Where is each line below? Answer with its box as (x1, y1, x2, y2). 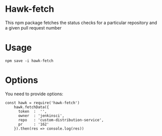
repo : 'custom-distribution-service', (18, 117, 104, 122)
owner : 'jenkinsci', (18, 113, 65, 118)
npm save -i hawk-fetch (5, 58, 54, 63)
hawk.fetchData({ (14, 105, 49, 109)
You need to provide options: (5, 91, 64, 97)
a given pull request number (5, 25, 62, 30)
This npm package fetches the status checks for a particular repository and (5, 20, 158, 26)
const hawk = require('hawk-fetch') (5, 100, 80, 105)
